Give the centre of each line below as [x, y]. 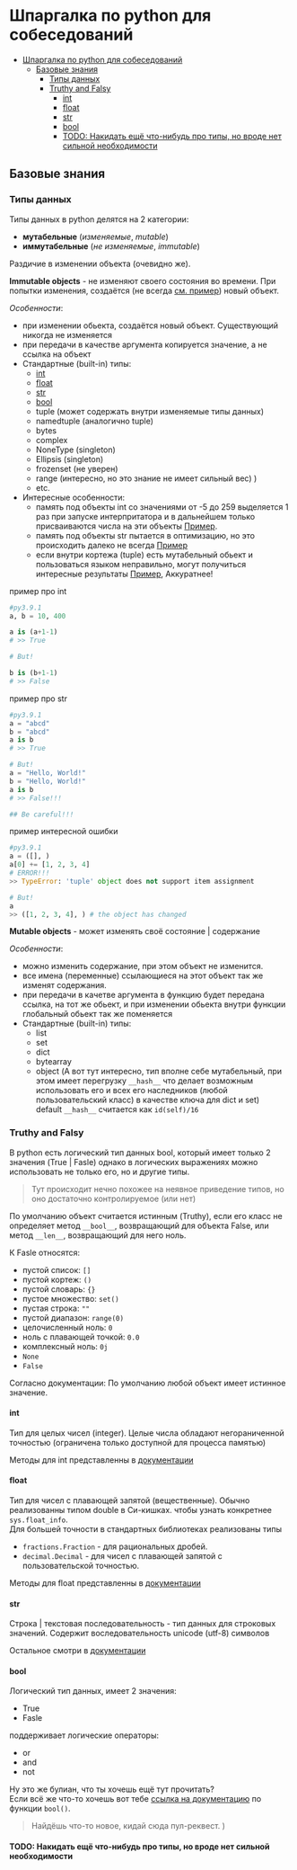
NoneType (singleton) [76, 450]
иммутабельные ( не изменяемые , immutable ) [111, 246]
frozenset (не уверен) [77, 468]
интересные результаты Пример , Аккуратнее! [124, 574]
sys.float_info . [39, 1519]
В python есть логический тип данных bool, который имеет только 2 [140, 1153]
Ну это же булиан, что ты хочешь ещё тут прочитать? [112, 1789]
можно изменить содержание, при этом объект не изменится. [143, 966]
